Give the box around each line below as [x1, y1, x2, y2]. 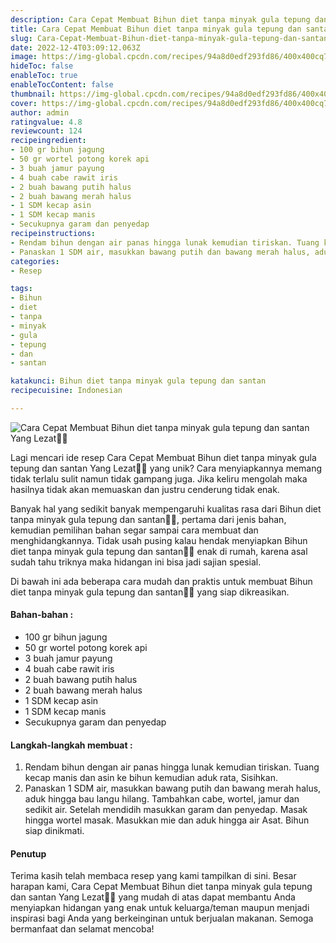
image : [10, 52, 38, 62]
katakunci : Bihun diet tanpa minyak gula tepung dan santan [10, 376, 267, 386]
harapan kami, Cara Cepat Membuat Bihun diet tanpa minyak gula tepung [10, 881, 313, 893]
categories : [10, 256, 60, 266]
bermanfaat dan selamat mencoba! [10, 923, 155, 935]
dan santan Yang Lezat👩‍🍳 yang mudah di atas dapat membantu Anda [10, 891, 296, 903]
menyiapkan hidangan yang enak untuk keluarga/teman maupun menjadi [10, 902, 310, 914]
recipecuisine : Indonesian [10, 386, 123, 396]
